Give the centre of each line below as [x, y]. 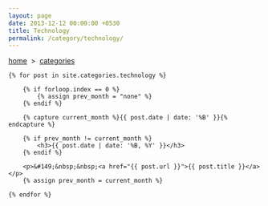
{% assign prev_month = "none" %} [95, 97]
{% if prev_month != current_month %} [87, 139]
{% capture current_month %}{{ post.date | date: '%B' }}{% [125, 118]
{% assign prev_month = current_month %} [93, 181]
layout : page [30, 16]
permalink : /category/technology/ [66, 38]
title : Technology [39, 30]
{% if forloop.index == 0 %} [71, 90]
